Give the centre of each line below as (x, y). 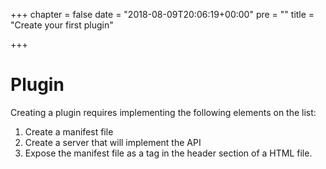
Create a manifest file (69, 131)
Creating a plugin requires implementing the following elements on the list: (163, 112)
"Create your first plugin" (62, 25)
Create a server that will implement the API (113, 142)
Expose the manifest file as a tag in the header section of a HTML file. (168, 153)
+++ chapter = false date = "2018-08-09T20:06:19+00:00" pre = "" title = (162, 14)
